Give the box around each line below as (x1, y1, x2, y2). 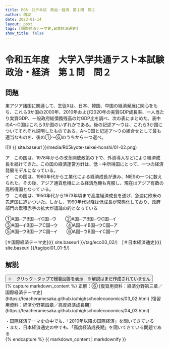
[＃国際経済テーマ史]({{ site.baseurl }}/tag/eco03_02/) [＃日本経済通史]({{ (5, 239, 162, 245)
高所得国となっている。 (5, 186, 54, 192)
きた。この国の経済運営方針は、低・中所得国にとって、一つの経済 (27, 161, 164, 167)
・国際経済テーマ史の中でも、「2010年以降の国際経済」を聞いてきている (5, 318, 154, 324)
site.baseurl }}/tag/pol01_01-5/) (5, 245, 70, 251)
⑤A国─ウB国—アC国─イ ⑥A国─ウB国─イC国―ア (5, 228, 120, 235)
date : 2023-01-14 (5, 17, 42, 22)
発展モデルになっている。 (5, 167, 59, 173)
